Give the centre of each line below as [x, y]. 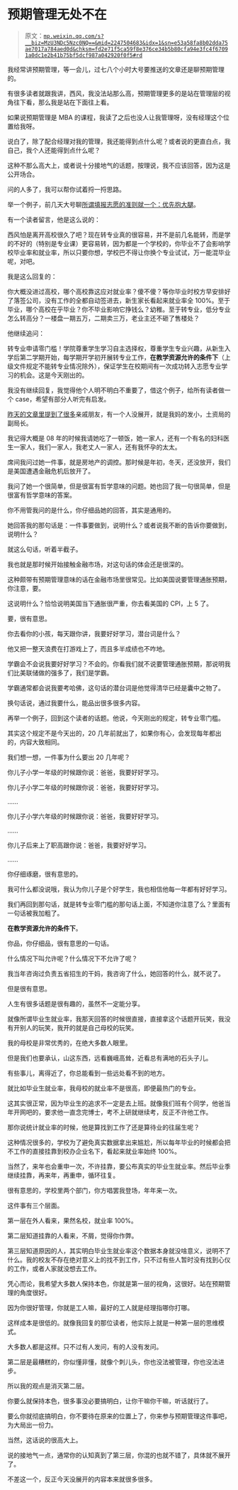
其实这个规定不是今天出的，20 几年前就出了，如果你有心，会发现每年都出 [114, 733]
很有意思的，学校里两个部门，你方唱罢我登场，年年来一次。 [94, 1190]
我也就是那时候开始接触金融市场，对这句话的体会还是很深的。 [97, 564]
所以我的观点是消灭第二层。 [48, 1386]
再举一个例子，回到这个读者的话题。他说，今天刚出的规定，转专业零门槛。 [116, 718]
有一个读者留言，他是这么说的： [54, 219]
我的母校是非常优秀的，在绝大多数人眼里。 [69, 1043]
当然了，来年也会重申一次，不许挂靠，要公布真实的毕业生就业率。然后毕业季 [119, 1166]
